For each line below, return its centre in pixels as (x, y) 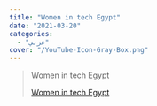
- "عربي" (33, 42)
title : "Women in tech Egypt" (65, 17)
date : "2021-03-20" (45, 26)
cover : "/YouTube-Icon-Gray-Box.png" (79, 50)
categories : (31, 34)
